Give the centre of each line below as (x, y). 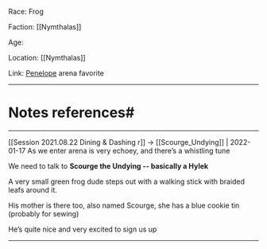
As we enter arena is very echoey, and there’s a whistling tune (129, 150)
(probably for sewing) (44, 213)
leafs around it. (33, 189)
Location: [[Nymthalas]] (47, 58)
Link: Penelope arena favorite (56, 73)
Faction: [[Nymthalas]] (45, 27)
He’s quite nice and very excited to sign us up (83, 229)
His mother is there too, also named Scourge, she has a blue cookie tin (124, 205)
